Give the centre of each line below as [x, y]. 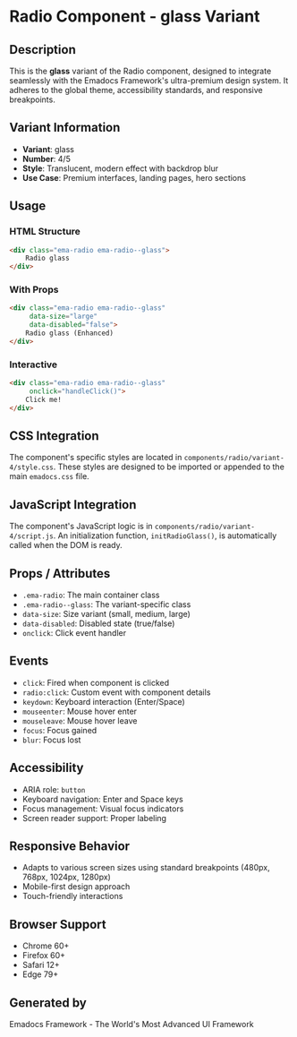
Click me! [44, 399]
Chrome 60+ [46, 946]
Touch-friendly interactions [72, 896]
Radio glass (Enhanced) [70, 333]
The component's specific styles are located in [96, 458]
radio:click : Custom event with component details [116, 692]
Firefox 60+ [43, 956]
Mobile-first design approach [76, 887]
